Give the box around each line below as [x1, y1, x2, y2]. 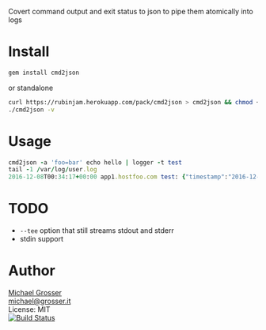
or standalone [8, 83, 54, 92]
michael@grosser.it [8, 296, 71, 306]
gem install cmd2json [8, 69, 80, 77]
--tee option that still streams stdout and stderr [19, 226, 174, 235]
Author [8, 262, 55, 279]
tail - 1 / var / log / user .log [8, 166, 97, 174]
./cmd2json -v [8, 106, 55, 114]
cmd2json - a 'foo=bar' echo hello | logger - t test [8, 158, 182, 167]
